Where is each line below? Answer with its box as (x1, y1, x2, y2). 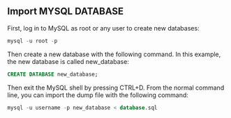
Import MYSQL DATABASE (7, 6, 124, 17)
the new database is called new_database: (7, 57, 129, 65)
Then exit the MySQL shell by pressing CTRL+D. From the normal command (7, 83, 225, 92)
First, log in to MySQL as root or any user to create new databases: (7, 24, 200, 32)
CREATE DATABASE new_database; (7, 71, 98, 78)
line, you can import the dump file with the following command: (7, 90, 188, 99)
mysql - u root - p (7, 37, 58, 44)
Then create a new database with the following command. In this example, (7, 50, 221, 58)
